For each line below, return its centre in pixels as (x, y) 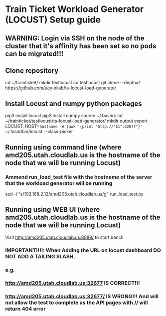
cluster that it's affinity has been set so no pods (81, 46)
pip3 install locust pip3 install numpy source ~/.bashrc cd (64, 116)
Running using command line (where (63, 147)
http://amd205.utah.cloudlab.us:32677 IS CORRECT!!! (73, 283)
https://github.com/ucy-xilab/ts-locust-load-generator (61, 88)
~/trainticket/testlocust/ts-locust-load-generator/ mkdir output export (77, 121)
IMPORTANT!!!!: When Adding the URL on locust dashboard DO (83, 250)
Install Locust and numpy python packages (74, 103)
